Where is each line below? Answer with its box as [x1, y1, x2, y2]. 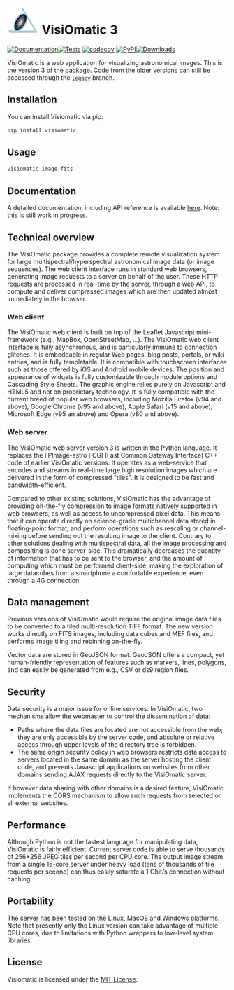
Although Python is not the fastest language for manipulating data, [7, 837, 198, 846]
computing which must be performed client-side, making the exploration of [7, 561, 224, 570]
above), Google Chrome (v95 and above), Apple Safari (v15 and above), [7, 402, 213, 411]
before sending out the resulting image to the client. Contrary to [27, 531, 212, 539]
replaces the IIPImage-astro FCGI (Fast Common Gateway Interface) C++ [7, 451, 218, 459]
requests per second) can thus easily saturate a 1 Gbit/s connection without [7, 867, 225, 876]
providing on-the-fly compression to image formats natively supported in [7, 502, 218, 510]
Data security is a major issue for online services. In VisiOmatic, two [7, 705, 203, 713]
